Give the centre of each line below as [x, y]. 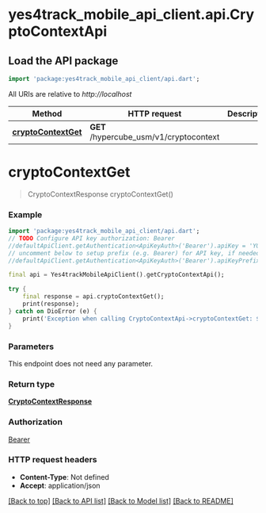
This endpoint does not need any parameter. [80, 363]
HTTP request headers [53, 460]
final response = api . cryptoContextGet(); [93, 297]
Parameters [31, 346]
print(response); [51, 304]
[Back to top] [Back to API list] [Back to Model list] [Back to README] [121, 500]
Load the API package [63, 61]
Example [25, 214]
